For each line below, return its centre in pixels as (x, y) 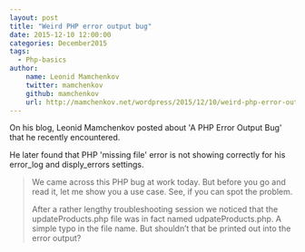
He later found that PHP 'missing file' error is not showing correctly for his (148, 155)
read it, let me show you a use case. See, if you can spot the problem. (162, 192)
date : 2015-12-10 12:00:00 (60, 34)
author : (24, 69)
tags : (20, 52)
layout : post (34, 18)
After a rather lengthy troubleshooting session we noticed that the (155, 209)
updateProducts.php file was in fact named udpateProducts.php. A (157, 219)
